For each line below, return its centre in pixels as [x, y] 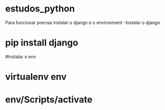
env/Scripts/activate [49, 100]
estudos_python [40, 9]
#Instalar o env [21, 56]
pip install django [42, 43]
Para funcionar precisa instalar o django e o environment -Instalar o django [83, 22]
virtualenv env [36, 77]
